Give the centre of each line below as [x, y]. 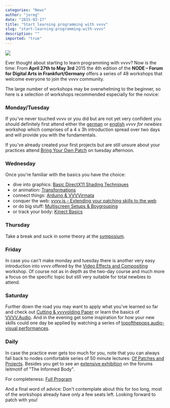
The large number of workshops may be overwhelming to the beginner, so [83, 89]
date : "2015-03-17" [26, 19]
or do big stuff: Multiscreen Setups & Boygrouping [65, 206]
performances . [34, 328]
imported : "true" [24, 39]
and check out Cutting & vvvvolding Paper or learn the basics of [73, 312]
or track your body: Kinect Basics [48, 212]
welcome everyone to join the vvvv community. [55, 79]
